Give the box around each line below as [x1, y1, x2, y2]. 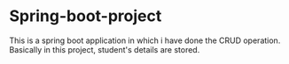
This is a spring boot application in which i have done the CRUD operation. [9, 35, 281, 46]
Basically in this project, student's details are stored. [9, 44, 200, 54]
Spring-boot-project [9, 6, 162, 26]
